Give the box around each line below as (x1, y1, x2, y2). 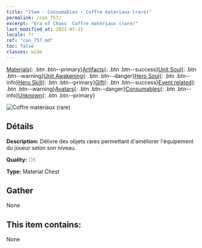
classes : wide (6, 49, 43, 55)
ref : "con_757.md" (6, 37, 53, 43)
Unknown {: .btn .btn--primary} (18, 91, 95, 99)
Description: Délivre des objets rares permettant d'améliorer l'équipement (6, 137, 194, 145)
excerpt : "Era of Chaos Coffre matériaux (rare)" (6, 20, 138, 26)
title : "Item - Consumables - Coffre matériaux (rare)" (6, 9, 152, 15)
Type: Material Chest (6, 168, 60, 175)
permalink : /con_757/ (6, 15, 62, 21)
